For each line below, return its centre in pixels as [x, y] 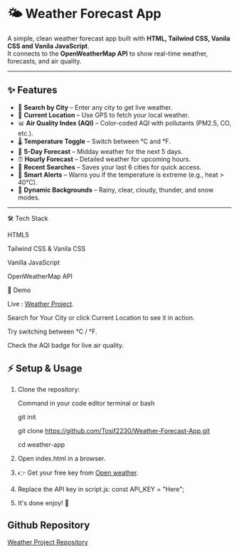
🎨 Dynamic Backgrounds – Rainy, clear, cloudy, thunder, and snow [116, 190]
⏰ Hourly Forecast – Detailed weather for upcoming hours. [104, 159]
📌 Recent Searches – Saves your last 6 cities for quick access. [110, 167]
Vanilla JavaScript [34, 262]
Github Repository [49, 525]
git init [27, 417]
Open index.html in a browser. [62, 458]
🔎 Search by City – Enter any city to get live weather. [95, 107]
